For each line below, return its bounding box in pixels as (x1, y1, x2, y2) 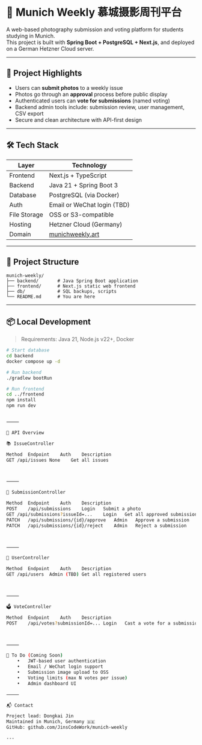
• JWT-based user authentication (17, 658, 106, 664)
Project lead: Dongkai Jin (6, 713, 74, 719)
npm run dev (6, 403, 36, 409)
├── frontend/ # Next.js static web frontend (6, 283, 136, 289)
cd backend (6, 353, 34, 359)
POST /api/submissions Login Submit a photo (6, 506, 141, 512)
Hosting (9, 220, 32, 228)
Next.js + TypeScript (49, 171, 107, 180)
